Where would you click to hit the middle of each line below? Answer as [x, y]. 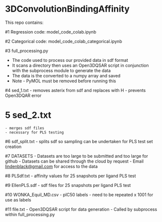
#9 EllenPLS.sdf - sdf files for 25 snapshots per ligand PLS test [68, 185]
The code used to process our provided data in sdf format [70, 60]
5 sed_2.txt [28, 115]
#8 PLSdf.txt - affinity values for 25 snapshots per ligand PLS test [71, 176]
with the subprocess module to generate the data [61, 70]
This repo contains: [24, 22]
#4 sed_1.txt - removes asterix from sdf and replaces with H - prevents [75, 90]
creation [13, 147]
